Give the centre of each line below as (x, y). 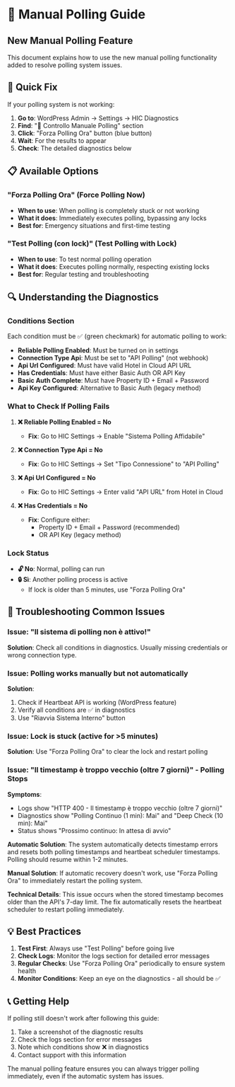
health (27, 971)
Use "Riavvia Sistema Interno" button (71, 718)
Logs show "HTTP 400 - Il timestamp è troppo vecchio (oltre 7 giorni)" (120, 808)
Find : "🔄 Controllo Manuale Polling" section (80, 125)
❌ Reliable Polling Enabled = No (64, 422)
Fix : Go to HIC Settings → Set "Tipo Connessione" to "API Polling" (124, 464)
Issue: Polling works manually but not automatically (98, 673)
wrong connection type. (42, 655)
